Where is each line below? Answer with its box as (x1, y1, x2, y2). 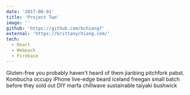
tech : (6, 36, 20, 42)
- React (11, 42, 31, 48)
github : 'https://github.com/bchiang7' (6, 25, 105, 31)
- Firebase (11, 53, 39, 59)
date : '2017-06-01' (6, 8, 55, 15)
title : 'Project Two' (6, 14, 60, 20)
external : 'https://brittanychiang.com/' (6, 31, 110, 37)
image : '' (6, 20, 31, 26)
